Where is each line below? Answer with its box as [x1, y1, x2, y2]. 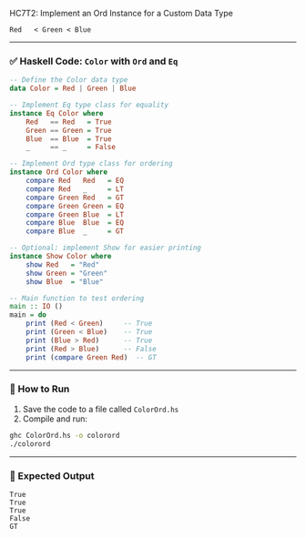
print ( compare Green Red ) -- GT [25, 352, 157, 362]
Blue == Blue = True [25, 134, 112, 144]
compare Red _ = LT [25, 184, 125, 194]
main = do [9, 310, 47, 320]
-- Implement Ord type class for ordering [9, 159, 173, 168]
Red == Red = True [25, 117, 112, 127]
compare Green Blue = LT [25, 209, 125, 219]
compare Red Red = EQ [25, 177, 125, 186]
